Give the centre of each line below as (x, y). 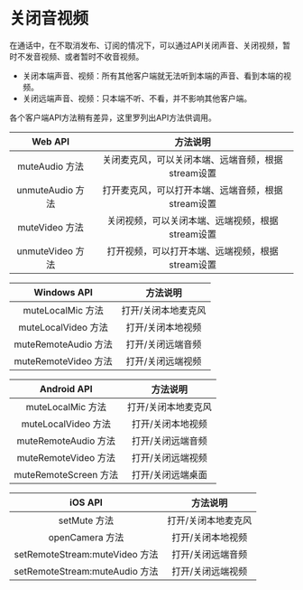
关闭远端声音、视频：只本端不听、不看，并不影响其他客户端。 (137, 98)
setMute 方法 (86, 520)
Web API (50, 141)
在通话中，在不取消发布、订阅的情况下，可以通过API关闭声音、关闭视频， (146, 45)
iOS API (86, 502)
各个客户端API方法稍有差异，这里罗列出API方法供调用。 (113, 117)
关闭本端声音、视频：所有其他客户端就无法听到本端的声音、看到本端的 (153, 75)
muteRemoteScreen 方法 (66, 474)
